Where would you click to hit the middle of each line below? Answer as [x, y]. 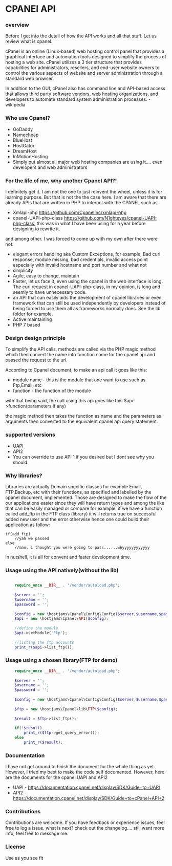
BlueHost [22, 140]
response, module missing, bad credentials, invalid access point [80, 259]
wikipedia [15, 105]
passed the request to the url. [37, 360]
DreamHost [25, 151]
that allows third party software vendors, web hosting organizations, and [82, 94]
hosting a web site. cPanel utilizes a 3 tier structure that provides [74, 62]
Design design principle [35, 338]
